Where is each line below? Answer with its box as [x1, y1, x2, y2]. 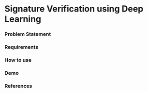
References [4, 82, 32, 89]
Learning [4, 13, 42, 25]
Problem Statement [4, 31, 51, 38]
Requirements [4, 44, 39, 51]
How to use [4, 56, 32, 63]
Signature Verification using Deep [4, 3, 144, 14]
